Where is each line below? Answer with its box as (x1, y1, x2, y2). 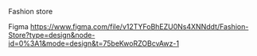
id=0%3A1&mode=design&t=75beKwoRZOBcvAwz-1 (8, 39, 180, 48)
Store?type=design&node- (8, 31, 95, 39)
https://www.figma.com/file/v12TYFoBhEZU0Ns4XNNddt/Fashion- (30, 22, 249, 31)
